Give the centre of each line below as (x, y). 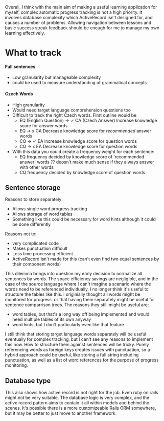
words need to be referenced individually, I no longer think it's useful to (77, 289)
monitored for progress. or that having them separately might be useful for (80, 300)
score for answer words (43, 125)
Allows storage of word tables (42, 214)
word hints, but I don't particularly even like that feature (68, 325)
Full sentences (20, 66)
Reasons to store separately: (34, 199)
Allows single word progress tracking (49, 209)
